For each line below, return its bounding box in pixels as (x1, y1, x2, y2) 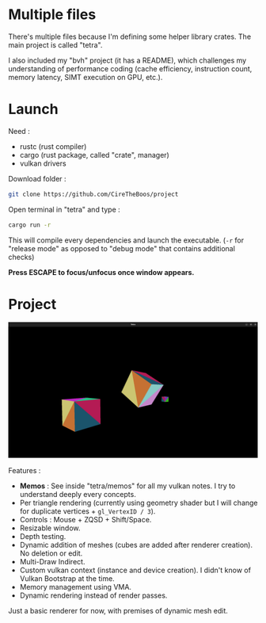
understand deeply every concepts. (19, 490, 136, 499)
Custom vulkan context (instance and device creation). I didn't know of (19, 565, 252, 575)
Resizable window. (19, 523, 81, 533)
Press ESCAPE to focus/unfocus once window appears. (8, 267, 195, 277)
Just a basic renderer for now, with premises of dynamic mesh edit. (8, 606, 228, 616)
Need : (8, 126, 30, 136)
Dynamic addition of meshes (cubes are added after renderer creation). (19, 541, 253, 550)
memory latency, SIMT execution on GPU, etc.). (8, 72, 163, 82)
